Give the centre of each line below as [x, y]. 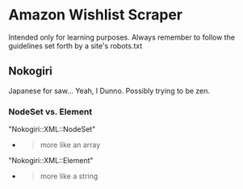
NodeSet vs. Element [50, 111]
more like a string [69, 176]
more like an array [70, 145]
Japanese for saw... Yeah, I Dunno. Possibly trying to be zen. [109, 90]
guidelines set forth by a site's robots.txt [75, 45]
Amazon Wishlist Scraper [96, 15]
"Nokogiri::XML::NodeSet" [52, 129]
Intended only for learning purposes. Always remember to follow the [122, 37]
